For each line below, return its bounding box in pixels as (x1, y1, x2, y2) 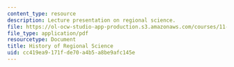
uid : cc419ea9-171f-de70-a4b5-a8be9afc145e (7, 50, 136, 57)
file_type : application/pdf (7, 29, 89, 37)
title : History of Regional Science (7, 43, 114, 50)
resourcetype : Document (7, 36, 77, 43)
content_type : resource (7, 10, 77, 17)
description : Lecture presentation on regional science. (7, 17, 176, 24)
